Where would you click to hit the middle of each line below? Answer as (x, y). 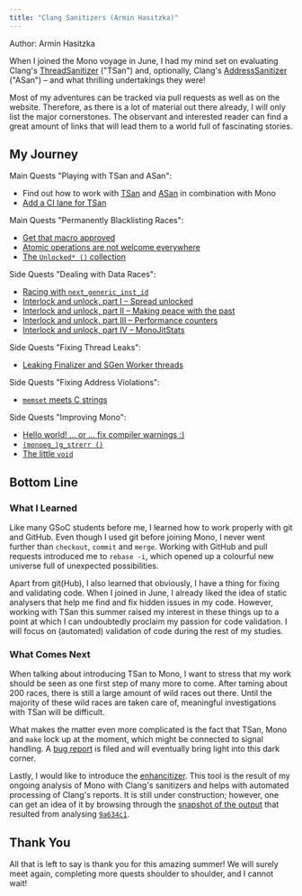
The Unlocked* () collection (74, 257)
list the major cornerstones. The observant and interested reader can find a (149, 116)
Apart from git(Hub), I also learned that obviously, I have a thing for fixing (145, 584)
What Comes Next (50, 655)
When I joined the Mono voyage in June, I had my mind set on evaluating (144, 60)
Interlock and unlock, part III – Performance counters (120, 321)
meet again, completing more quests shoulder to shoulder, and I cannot (142, 873)
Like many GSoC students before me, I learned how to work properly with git (151, 528)
